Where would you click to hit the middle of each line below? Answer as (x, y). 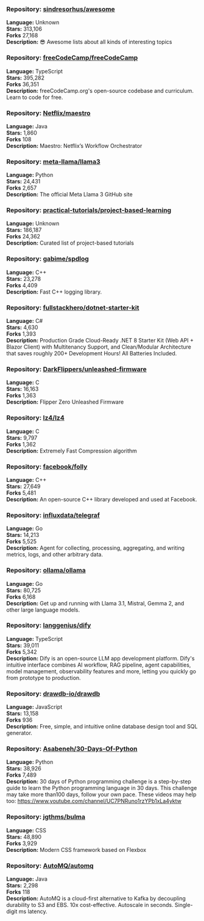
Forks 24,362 (23, 237)
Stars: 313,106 (24, 29)
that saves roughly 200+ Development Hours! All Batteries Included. (92, 353)
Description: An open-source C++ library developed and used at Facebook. (102, 499)
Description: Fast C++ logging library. (54, 292)
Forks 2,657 (22, 188)
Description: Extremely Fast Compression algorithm (72, 451)
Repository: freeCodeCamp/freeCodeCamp (72, 58)
